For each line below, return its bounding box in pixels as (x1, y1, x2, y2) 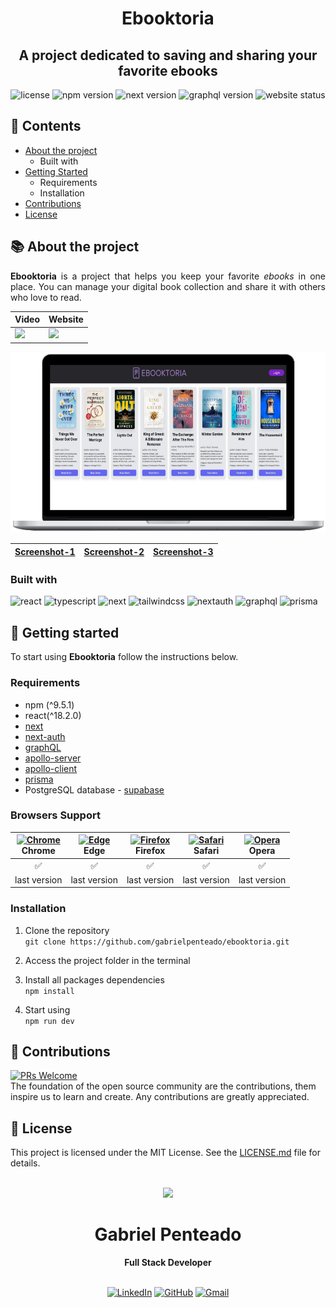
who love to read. (10, 291, 82, 303)
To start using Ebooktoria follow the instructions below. (10, 651, 239, 663)
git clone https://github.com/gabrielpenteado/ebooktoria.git (24, 937, 290, 947)
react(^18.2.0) (24, 709, 82, 721)
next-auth (24, 730, 66, 742)
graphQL (24, 741, 62, 753)
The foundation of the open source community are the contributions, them (10, 1080, 317, 1092)
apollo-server (24, 752, 82, 764)
